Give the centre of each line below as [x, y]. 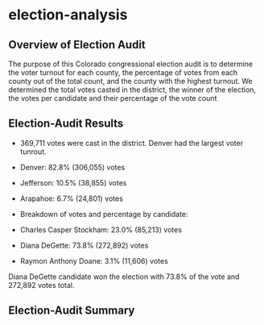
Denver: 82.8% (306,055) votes [72, 167]
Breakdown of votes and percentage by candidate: [104, 214]
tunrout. [33, 152]
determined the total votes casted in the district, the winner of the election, [132, 90]
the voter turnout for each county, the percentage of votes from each [123, 73]
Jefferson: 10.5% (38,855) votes [73, 182]
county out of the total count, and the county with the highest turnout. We [130, 81]
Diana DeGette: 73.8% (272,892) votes [84, 245]
